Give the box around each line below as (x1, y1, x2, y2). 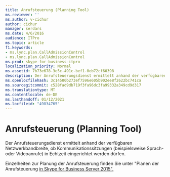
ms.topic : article (5, 40, 44, 46)
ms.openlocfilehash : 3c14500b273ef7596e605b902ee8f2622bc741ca (5, 78, 142, 83)
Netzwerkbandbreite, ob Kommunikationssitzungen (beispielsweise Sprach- (5, 145, 164, 152)
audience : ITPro (5, 36, 39, 41)
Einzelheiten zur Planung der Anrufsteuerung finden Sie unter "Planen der (5, 160, 159, 167)
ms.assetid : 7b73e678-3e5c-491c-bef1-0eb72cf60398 (5, 69, 114, 74)
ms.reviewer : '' (5, 12, 39, 17)
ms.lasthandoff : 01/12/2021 (5, 97, 65, 102)
